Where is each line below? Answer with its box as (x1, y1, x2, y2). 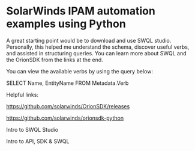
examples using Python (6, 17, 126, 31)
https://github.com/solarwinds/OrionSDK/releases (6, 102, 130, 109)
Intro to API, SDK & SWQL (6, 137, 70, 145)
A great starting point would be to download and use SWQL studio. (6, 37, 172, 44)
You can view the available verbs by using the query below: (6, 67, 153, 75)
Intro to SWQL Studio (6, 126, 59, 133)
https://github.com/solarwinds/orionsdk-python (6, 114, 124, 122)
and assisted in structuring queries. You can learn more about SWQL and (6, 49, 187, 57)
